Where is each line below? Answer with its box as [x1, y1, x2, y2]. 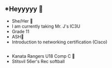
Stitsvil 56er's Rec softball [11, 59, 65, 65]
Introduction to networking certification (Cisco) [11, 39, 108, 45]
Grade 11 [11, 28, 30, 34]
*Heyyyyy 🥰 [4, 5, 43, 13]
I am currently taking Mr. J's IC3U [11, 23, 80, 29]
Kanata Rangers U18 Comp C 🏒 [11, 53, 75, 59]
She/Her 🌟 [11, 18, 33, 24]
